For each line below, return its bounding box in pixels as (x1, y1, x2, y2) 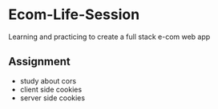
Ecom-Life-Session (8, 6, 140, 24)
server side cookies (19, 93, 86, 103)
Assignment (8, 55, 71, 68)
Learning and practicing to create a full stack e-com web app (8, 32, 211, 41)
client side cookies (19, 84, 83, 94)
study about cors (19, 76, 77, 85)
